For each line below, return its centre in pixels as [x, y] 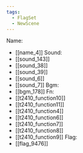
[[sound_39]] [31, 72]
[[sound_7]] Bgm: [37, 85]
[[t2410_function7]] [39, 124]
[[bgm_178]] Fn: [34, 92]
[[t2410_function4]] [39, 111]
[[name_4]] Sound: [38, 53]
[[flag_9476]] [32, 144]
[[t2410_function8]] [39, 131]
